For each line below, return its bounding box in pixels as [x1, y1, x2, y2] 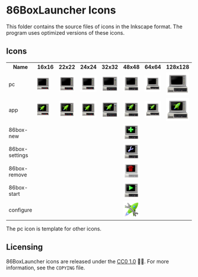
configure [8, 206, 32, 213]
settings [8, 152, 28, 159]
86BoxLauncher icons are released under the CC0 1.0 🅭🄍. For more [6, 258, 169, 265]
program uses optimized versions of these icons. [6, 29, 125, 36]
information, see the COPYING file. [6, 264, 85, 271]
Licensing [6, 242, 43, 252]
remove [8, 171, 28, 178]
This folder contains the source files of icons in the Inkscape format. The [6, 23, 183, 30]
